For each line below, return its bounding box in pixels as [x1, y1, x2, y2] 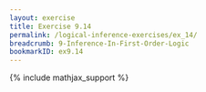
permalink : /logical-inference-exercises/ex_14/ [9, 30, 198, 39]
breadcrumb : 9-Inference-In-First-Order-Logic [9, 38, 190, 48]
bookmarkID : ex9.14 [9, 47, 84, 56]
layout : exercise [9, 13, 76, 23]
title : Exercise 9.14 [9, 22, 92, 31]
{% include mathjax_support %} [9, 72, 129, 83]
